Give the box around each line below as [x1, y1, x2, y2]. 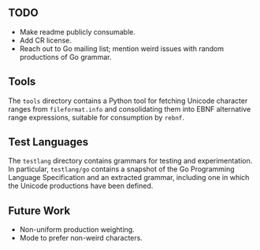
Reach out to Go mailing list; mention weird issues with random [19, 43, 225, 53]
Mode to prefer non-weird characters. [19, 233, 143, 243]
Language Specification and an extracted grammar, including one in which [8, 173, 250, 182]
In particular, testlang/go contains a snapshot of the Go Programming [8, 164, 235, 174]
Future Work [8, 204, 71, 217]
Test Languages [8, 135, 89, 149]
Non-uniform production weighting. [19, 225, 136, 234]
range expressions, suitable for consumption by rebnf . [8, 112, 185, 122]
